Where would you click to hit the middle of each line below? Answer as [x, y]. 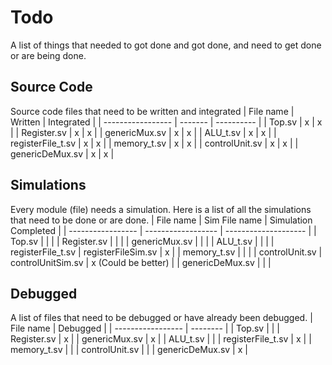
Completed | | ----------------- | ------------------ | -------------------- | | [163, 230]
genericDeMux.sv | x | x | [62, 153]
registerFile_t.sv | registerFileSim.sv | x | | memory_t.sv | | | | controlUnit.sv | [166, 252]
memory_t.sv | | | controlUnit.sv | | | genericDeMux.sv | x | [129, 350]
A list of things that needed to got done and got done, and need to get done [166, 45]
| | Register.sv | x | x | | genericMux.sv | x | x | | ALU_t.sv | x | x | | [143, 132]
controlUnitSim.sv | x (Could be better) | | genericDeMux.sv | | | [141, 262]
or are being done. [48, 55]
